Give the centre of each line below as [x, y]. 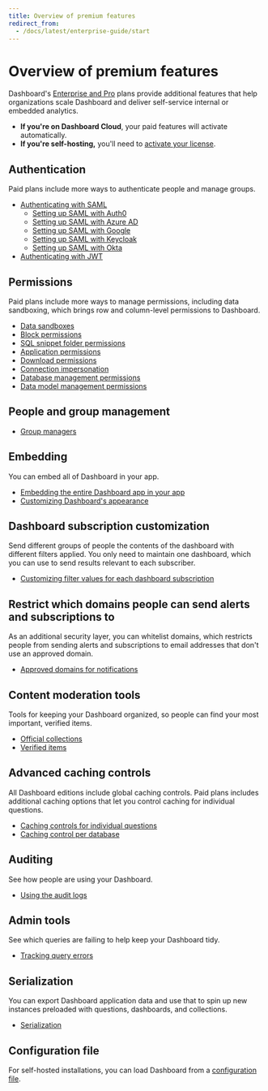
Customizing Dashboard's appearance [84, 501]
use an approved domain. [51, 653]
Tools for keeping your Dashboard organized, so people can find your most [134, 714]
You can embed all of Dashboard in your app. [84, 477]
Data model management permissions [83, 386]
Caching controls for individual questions [89, 826]
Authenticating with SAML [64, 205]
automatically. [43, 136]
